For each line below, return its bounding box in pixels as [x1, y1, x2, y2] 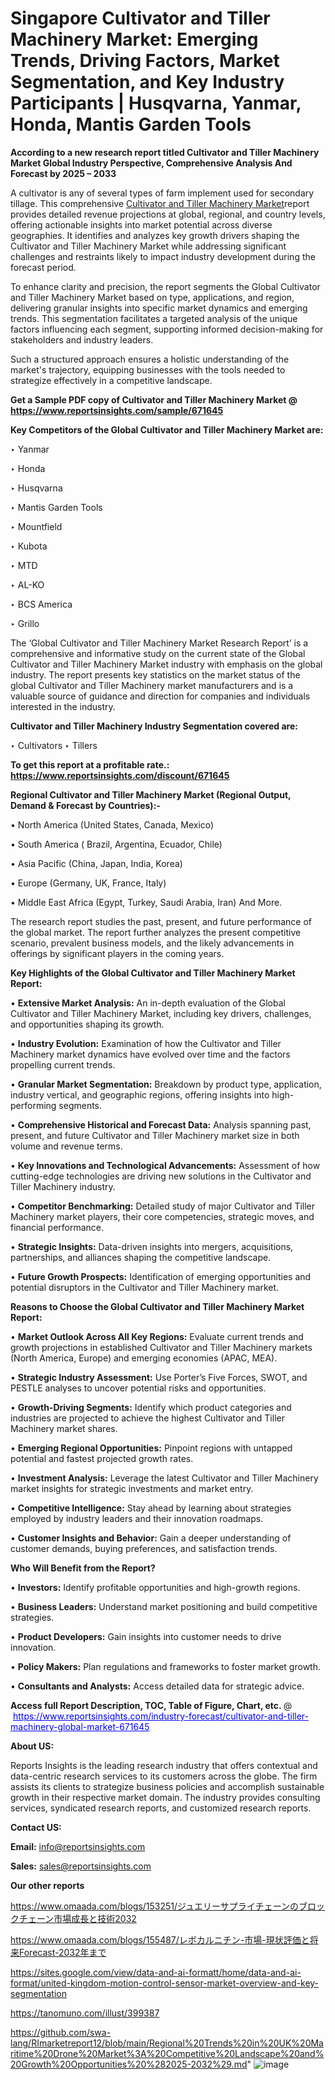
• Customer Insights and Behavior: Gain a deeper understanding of [10, 1532, 292, 1544]
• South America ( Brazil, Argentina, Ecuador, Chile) [10, 838, 223, 850]
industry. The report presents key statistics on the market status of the [10, 668, 301, 681]
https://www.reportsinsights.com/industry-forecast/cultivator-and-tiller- [12, 1710, 310, 1722]
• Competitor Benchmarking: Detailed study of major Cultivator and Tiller [10, 1200, 316, 1212]
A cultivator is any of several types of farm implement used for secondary [10, 187, 315, 199]
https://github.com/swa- [10, 2026, 112, 2038]
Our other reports [10, 1879, 85, 1891]
